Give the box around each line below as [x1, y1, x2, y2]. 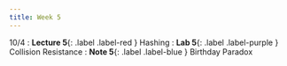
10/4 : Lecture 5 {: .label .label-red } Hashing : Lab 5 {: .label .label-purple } [9, 37, 279, 48]
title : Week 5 [9, 12, 62, 22]
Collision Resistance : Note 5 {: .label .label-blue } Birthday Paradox [9, 46, 253, 57]
